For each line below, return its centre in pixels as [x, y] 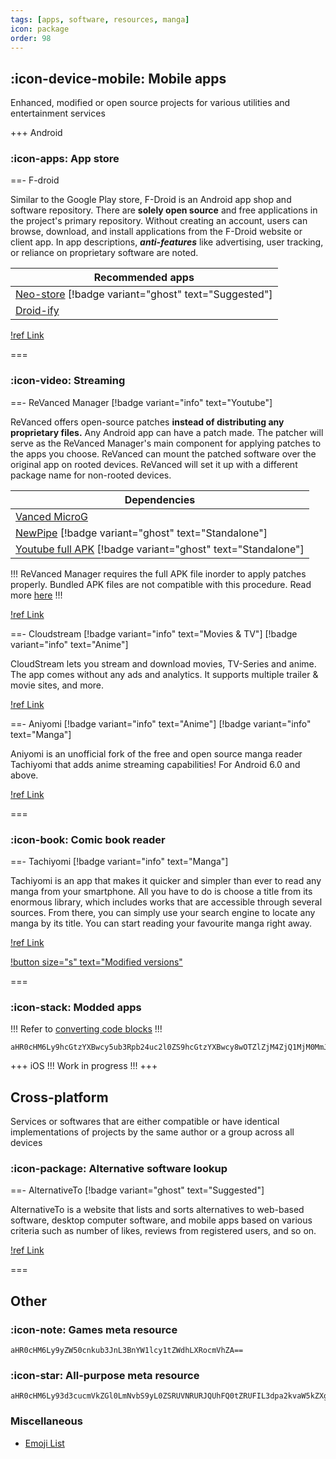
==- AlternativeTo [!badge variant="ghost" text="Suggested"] [137, 1190]
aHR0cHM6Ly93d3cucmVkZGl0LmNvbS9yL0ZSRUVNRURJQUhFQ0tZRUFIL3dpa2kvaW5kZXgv [171, 1396]
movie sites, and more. [57, 685]
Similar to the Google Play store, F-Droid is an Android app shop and [151, 200]
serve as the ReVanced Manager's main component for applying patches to [166, 443]
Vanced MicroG [51, 516]
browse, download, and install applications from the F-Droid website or [156, 232]
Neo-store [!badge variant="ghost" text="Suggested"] [144, 294]
